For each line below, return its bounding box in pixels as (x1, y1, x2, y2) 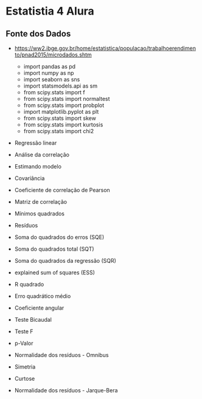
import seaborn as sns (23, 76, 80, 83)
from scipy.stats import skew (23, 114, 97, 122)
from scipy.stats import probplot (23, 102, 105, 109)
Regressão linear (14, 139, 57, 147)
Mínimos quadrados (14, 210, 65, 217)
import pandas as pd (23, 63, 76, 70)
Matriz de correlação (14, 198, 68, 205)
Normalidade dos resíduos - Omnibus (14, 352, 109, 358)
